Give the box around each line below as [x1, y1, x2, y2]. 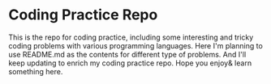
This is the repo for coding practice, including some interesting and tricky [8, 32, 254, 42]
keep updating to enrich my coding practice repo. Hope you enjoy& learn [8, 58, 252, 68]
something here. [8, 66, 63, 76]
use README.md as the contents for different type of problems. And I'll [8, 49, 247, 59]
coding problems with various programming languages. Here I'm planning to [8, 40, 264, 50]
